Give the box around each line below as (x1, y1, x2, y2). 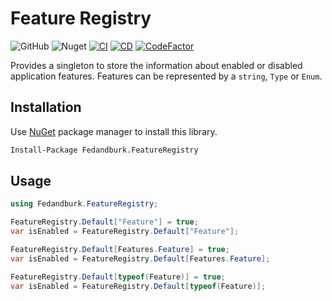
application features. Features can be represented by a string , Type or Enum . (10, 70, 323, 82)
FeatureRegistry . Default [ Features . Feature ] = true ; (10, 245, 230, 255)
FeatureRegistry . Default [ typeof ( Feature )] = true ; (10, 272, 226, 282)
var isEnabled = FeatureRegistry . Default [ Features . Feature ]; (10, 253, 271, 264)
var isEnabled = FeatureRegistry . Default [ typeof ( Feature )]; (10, 281, 267, 291)
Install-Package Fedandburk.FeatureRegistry (10, 145, 199, 155)
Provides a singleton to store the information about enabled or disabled (10, 59, 303, 71)
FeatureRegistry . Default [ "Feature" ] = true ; (10, 217, 199, 227)
